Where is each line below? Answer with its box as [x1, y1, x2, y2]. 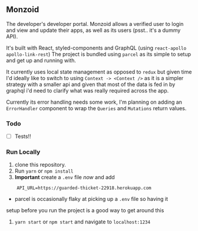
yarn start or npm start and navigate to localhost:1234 [14, 218, 151, 226]
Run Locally [6, 148, 41, 156]
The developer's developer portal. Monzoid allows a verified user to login [6, 20, 184, 27]
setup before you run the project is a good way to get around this [6, 207, 164, 214]
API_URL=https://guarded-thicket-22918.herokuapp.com [16, 185, 151, 191]
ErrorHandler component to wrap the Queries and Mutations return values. [6, 104, 187, 111]
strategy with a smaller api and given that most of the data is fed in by [6, 81, 176, 88]
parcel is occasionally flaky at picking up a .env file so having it [14, 196, 169, 203]
